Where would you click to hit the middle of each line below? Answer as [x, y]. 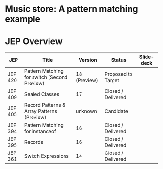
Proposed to [118, 74]
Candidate [116, 111]
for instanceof [40, 131]
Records [34, 142]
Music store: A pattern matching [72, 9]
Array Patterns [41, 111]
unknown [86, 111]
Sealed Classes [42, 94]
